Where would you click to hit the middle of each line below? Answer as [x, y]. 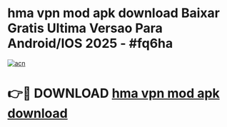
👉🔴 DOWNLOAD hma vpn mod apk [113, 93]
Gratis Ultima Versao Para [85, 28]
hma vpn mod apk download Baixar [113, 13]
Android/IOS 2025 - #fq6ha [90, 44]
